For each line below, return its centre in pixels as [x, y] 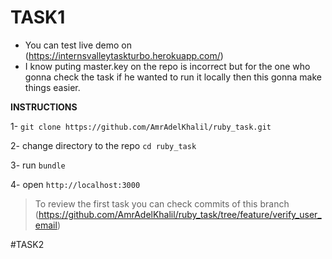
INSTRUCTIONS [44, 107]
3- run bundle [38, 165]
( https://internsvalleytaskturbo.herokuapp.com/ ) [124, 55]
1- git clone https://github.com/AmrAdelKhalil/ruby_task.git [141, 126]
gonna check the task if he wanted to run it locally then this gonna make [173, 77]
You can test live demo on [78, 45]
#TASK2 [27, 244]
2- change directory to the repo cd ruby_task [103, 145]
